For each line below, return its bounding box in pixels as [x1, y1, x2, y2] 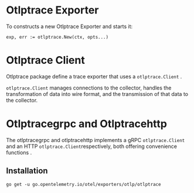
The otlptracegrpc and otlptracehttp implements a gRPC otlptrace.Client [6, 136, 185, 143]
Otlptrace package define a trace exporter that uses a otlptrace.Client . [6, 73, 182, 80]
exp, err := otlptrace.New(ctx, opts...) [6, 34, 109, 40]
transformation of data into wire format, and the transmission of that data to [6, 90, 189, 97]
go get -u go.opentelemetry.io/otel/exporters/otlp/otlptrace [6, 181, 161, 187]
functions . [6, 149, 32, 156]
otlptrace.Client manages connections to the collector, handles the [6, 84, 172, 91]
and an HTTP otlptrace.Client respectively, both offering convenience [6, 143, 178, 150]
